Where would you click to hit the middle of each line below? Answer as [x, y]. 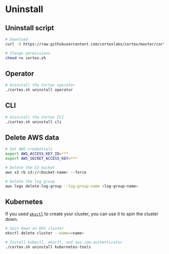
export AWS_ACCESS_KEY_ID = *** [37, 154]
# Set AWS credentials [29, 149]
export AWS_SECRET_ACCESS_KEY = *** [41, 159]
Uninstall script [30, 28]
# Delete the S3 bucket [30, 168]
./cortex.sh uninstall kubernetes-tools [48, 247]
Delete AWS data [32, 138]
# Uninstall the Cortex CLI [35, 117]
